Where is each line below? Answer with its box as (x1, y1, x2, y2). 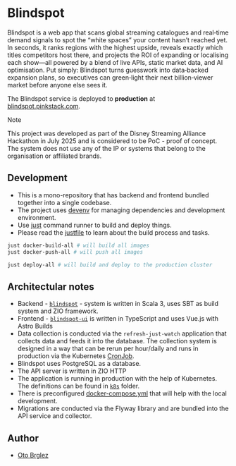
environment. (17, 213, 56, 221)
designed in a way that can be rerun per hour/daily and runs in (17, 344, 199, 353)
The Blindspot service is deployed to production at (7, 94, 156, 103)
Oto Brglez (17, 451, 49, 459)
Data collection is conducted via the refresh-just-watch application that (17, 329, 227, 338)
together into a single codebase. (17, 198, 112, 207)
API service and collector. (17, 412, 92, 420)
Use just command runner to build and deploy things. (17, 221, 173, 229)
